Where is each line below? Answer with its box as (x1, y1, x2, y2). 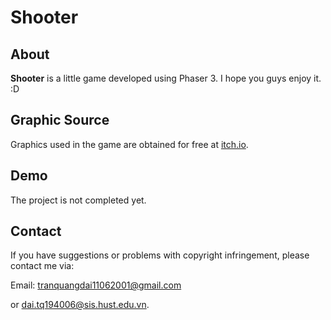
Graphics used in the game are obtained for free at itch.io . (10, 138, 249, 150)
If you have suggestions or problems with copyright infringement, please (10, 249, 310, 261)
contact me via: (10, 260, 75, 272)
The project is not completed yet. (10, 194, 147, 206)
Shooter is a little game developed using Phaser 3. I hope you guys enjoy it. (10, 72, 322, 84)
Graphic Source (10, 112, 110, 129)
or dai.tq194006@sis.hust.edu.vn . (10, 299, 150, 311)
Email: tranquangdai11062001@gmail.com (10, 279, 182, 291)
